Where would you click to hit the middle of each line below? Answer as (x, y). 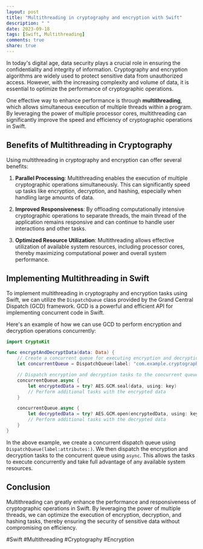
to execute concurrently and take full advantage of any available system (96, 462)
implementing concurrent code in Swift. (55, 312)
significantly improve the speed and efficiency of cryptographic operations (99, 119)
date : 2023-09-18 (28, 29)
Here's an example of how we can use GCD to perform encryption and (94, 324)
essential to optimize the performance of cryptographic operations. (90, 88)
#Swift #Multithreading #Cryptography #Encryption (70, 539)
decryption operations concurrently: (51, 330)
